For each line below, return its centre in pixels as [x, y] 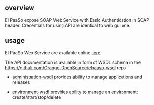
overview [20, 8]
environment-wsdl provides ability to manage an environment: [75, 92]
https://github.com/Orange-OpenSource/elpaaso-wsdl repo [66, 67]
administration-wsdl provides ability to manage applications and [77, 77]
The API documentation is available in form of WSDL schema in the [73, 62]
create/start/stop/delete [36, 97]
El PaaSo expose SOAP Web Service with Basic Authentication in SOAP [77, 20]
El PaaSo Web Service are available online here [53, 52]
